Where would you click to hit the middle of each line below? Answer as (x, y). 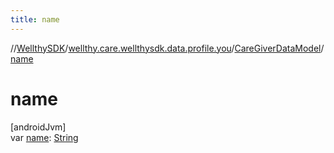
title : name (35, 19)
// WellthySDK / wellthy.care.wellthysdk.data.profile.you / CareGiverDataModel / (167, 48)
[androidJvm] (38, 127)
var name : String (44, 137)
